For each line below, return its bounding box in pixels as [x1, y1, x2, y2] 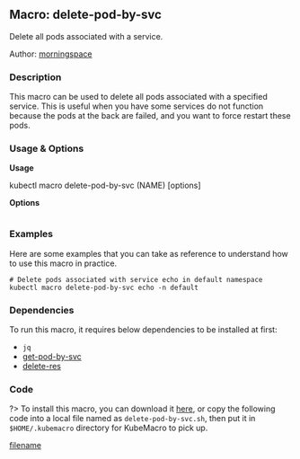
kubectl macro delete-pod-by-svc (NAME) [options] [9, 180, 201, 191]
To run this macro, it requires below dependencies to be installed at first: [9, 324, 278, 335]
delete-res [22, 361, 61, 371]
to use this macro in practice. [9, 258, 118, 269]
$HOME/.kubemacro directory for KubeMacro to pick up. [9, 422, 208, 434]
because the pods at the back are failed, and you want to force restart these [9, 110, 291, 121]
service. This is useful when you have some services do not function [9, 101, 264, 111]
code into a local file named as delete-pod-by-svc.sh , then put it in [9, 413, 256, 424]
